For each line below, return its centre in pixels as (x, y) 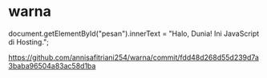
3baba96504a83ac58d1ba (52, 65)
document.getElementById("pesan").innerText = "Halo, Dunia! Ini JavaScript (134, 33)
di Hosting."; (29, 41)
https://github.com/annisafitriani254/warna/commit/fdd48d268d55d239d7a (133, 57)
